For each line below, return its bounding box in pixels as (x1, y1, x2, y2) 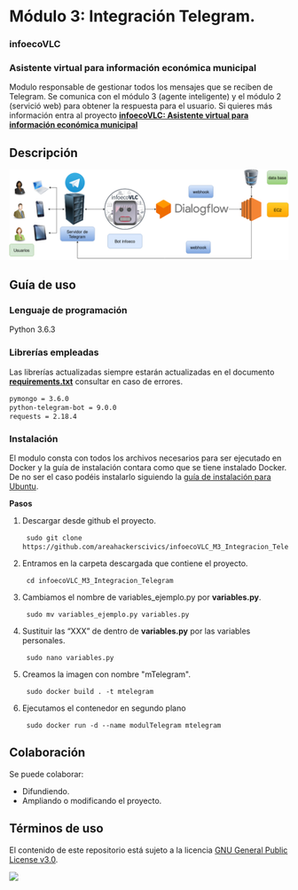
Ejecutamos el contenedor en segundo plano (21, 703, 186, 713)
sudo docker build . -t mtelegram (26, 687, 154, 696)
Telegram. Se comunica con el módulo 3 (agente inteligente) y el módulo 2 (9, 91, 282, 102)
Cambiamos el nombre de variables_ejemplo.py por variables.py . (21, 592, 262, 603)
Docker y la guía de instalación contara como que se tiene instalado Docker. (9, 461, 287, 472)
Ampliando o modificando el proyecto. (21, 795, 162, 806)
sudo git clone (26, 533, 82, 542)
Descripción (9, 145, 78, 161)
